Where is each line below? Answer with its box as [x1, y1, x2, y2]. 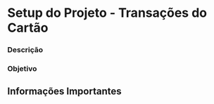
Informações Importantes [7, 86, 122, 98]
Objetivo [7, 64, 37, 74]
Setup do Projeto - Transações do [7, 5, 208, 21]
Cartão [7, 20, 49, 36]
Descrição [7, 45, 44, 55]
